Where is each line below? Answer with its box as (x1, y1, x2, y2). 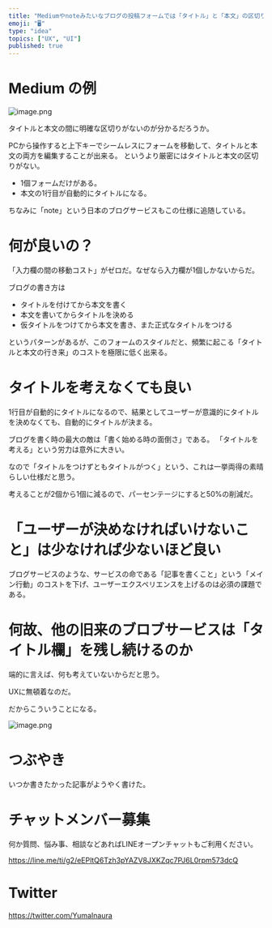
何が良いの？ (8, 237, 95, 255)
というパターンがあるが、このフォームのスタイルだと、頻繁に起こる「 (8, 337, 242, 347)
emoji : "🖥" (8, 19, 46, 28)
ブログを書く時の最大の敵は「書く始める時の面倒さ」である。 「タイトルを (8, 434, 259, 444)
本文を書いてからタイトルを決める (19, 310, 134, 319)
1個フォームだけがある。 (19, 178, 102, 188)
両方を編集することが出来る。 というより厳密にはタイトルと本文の (22, 151, 244, 160)
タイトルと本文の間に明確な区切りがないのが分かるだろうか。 (8, 123, 214, 134)
